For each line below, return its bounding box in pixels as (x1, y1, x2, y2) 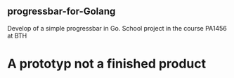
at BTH (7, 31, 27, 40)
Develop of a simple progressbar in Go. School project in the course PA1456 (7, 24, 227, 32)
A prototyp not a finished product (7, 56, 207, 72)
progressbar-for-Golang (7, 6, 116, 17)
